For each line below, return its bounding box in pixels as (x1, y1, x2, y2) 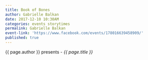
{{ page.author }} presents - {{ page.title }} (5, 48, 93, 55)
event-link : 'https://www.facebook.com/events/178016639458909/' (5, 30, 144, 35)
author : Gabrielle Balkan (5, 12, 59, 17)
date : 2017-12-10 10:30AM (5, 16, 59, 21)
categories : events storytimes (5, 21, 70, 26)
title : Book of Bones (5, 7, 50, 12)
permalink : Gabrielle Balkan (5, 26, 66, 31)
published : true (5, 35, 39, 40)
